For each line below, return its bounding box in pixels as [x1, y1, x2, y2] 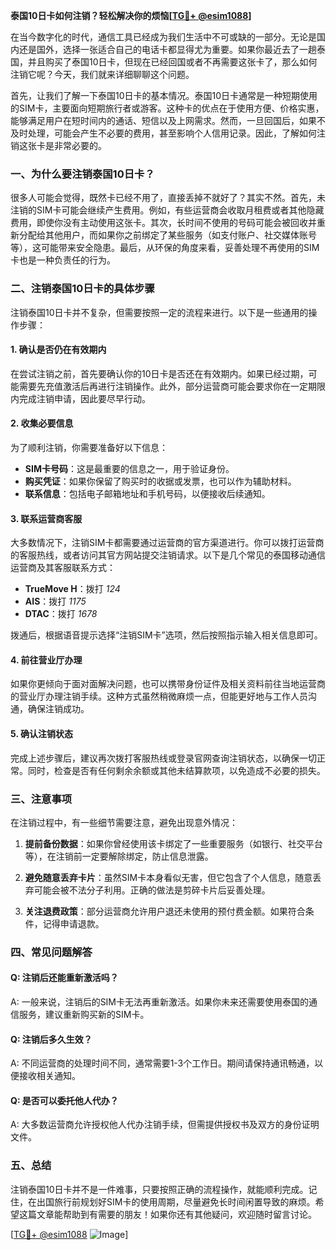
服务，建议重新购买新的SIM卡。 [18, 1009, 150, 1021]
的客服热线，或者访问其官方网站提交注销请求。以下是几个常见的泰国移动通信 [10, 549, 326, 561]
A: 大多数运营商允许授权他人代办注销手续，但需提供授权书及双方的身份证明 [10, 1119, 320, 1131]
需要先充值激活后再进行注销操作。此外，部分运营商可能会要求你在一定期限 [18, 380, 326, 392]
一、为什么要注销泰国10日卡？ [10, 167, 155, 181]
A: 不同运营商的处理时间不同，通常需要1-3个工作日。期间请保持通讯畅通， [10, 1057, 315, 1069]
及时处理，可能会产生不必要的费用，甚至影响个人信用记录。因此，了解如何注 [10, 127, 326, 139]
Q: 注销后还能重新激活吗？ [10, 972, 119, 984]
